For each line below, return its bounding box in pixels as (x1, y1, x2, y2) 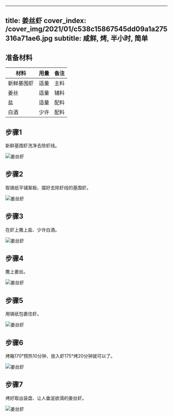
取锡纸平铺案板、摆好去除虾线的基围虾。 (5, 184, 91, 190)
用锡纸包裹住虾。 (5, 311, 42, 317)
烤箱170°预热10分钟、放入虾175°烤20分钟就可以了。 (5, 353, 115, 359)
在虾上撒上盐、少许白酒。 (5, 227, 60, 233)
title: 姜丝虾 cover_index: (5, 16, 86, 25)
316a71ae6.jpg (5, 34, 53, 43)
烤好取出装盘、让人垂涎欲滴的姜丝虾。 (5, 395, 86, 401)
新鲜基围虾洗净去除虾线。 (5, 143, 60, 149)
